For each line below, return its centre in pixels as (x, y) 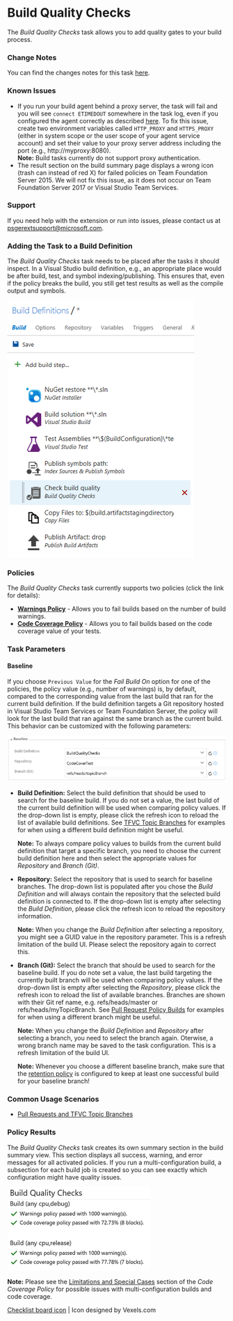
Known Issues (32, 91)
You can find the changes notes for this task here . (79, 73)
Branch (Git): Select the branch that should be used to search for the (116, 965)
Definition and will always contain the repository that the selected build (119, 894)
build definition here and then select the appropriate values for (107, 859)
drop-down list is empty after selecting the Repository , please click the (119, 987)
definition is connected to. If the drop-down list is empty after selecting (119, 901)
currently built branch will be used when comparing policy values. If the (120, 980)
